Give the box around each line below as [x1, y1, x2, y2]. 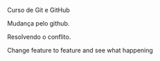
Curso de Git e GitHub [7, 6, 71, 14]
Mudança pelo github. [7, 19, 70, 27]
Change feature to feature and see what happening [7, 46, 154, 54]
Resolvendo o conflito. [7, 33, 71, 41]
